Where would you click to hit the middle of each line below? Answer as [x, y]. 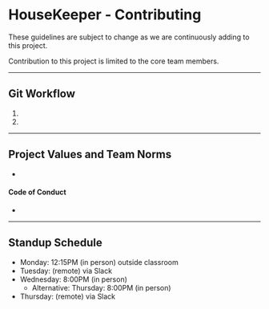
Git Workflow [42, 94]
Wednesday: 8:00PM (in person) [74, 279]
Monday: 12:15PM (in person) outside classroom [99, 262]
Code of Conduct [37, 192]
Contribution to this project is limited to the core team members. [114, 61]
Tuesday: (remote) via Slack [66, 270]
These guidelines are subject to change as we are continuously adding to [129, 37]
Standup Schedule [55, 243]
